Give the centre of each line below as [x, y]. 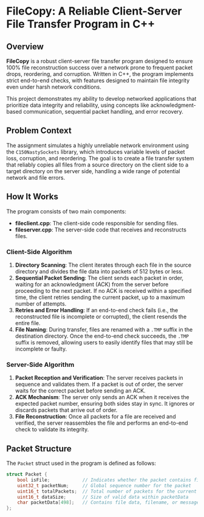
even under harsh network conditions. [54, 87]
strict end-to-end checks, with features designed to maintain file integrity [98, 80]
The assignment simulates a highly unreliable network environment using [98, 145]
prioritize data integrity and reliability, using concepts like [78, 105]
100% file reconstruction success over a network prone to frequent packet [100, 67]
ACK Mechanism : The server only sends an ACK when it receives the [102, 397]
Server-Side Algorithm [40, 365]
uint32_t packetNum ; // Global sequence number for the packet [104, 485]
